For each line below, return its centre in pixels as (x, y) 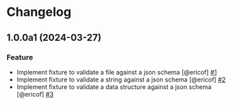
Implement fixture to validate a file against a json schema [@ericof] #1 (116, 72)
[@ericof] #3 (35, 94)
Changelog (39, 12)
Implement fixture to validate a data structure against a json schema (114, 86)
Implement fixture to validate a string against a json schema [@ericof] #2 (121, 79)
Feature (20, 57)
